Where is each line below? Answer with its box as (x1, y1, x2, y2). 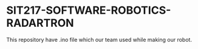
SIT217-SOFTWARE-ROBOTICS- (6, 4, 171, 17)
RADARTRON (6, 16, 74, 30)
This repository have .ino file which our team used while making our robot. (6, 36, 193, 43)
